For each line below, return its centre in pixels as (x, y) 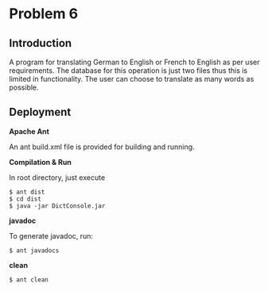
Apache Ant (29, 131)
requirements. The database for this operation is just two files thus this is (128, 71)
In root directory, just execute (57, 177)
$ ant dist (27, 192)
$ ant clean (29, 280)
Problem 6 (44, 14)
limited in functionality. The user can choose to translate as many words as (132, 79)
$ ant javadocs (34, 251)
